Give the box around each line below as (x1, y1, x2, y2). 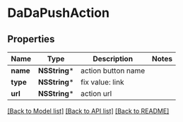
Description (93, 54, 133, 63)
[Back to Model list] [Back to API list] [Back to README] (7, 107, 170, 115)
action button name (81, 66, 146, 75)
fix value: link (81, 78, 124, 87)
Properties (7, 33, 55, 45)
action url (81, 89, 112, 98)
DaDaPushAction (7, 5, 110, 21)
